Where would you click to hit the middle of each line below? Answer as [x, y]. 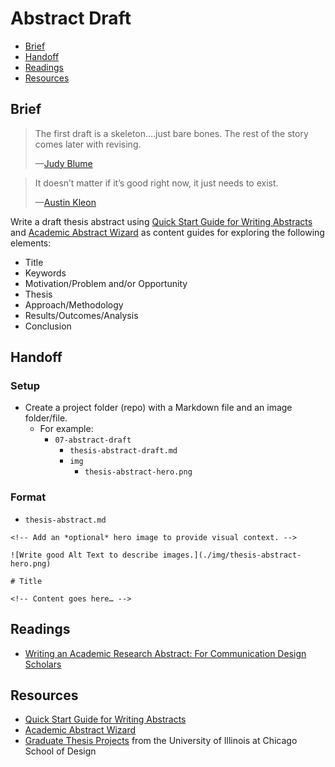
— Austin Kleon [65, 202]
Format [28, 497]
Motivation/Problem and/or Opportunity [106, 283]
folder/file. [46, 418]
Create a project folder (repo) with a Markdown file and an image [158, 408]
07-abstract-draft [93, 440]
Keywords [45, 273]
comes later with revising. [88, 144]
